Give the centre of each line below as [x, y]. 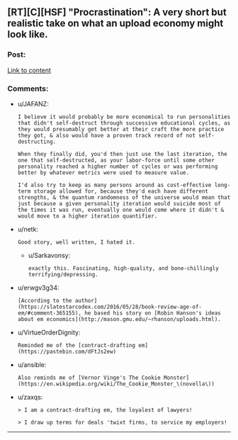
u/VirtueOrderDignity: [49, 332]
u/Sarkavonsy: [49, 255]
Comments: [28, 89]
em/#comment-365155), [49, 313]
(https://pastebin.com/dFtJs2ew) [67, 351]
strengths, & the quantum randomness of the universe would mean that [124, 197]
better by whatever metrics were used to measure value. [103, 173]
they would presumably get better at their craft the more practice [121, 129]
